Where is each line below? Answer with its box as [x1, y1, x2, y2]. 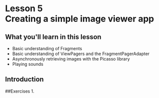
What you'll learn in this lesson [5, 33, 102, 41]
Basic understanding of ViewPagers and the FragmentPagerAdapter [12, 51, 150, 57]
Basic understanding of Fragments [12, 46, 82, 51]
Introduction [5, 75, 44, 83]
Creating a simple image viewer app [5, 13, 155, 24]
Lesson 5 [5, 3, 43, 14]
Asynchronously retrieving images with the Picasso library [12, 56, 130, 61]
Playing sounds [12, 61, 44, 67]
